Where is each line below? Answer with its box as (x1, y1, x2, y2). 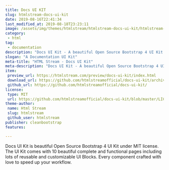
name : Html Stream (7, 106, 46, 111)
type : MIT (7, 92, 28, 97)
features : (5, 125, 26, 130)
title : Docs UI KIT (5, 7, 46, 13)
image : (5, 26, 19, 31)
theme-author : (5, 101, 35, 106)
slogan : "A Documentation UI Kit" (5, 54, 78, 60)
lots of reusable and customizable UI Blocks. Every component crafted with (5, 153, 161, 159)
